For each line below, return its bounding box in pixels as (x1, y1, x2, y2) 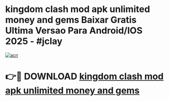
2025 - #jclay (5, 36, 63, 47)
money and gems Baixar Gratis (5, 14, 137, 26)
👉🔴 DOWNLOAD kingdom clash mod (5, 71, 164, 82)
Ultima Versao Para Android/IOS (5, 25, 143, 36)
